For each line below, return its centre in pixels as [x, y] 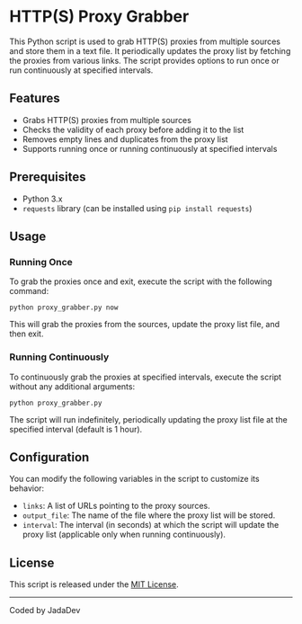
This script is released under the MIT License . [94, 584]
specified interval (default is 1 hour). [76, 429]
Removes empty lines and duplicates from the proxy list [125, 139]
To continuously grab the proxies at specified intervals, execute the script [145, 377]
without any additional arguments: [72, 386]
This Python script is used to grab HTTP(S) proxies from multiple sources [145, 41]
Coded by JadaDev [45, 611]
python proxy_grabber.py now [64, 308]
